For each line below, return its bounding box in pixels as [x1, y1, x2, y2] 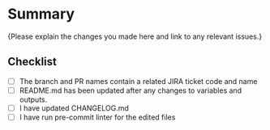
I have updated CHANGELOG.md [19, 103, 129, 113]
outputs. [19, 94, 48, 104]
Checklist [7, 55, 58, 69]
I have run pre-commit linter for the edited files [19, 112, 176, 122]
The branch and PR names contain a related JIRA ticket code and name [19, 76, 258, 86]
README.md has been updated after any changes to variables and [19, 86, 242, 95]
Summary [7, 5, 75, 23]
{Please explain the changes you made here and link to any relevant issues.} [7, 31, 263, 41]
